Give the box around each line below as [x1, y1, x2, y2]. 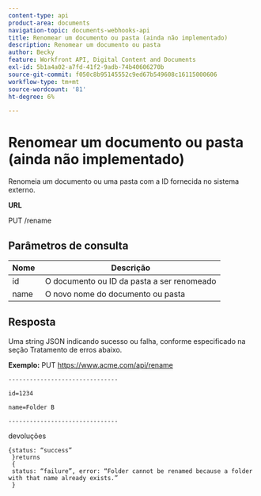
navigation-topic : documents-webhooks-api [8, 26, 150, 34]
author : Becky [8, 48, 55, 56]
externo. [8, 185, 36, 195]
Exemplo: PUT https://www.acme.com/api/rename [8, 360, 174, 369]
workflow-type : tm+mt [8, 78, 80, 86]
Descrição [111, 262, 151, 273]
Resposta [8, 315, 56, 329]
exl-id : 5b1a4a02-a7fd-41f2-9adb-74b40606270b [8, 63, 165, 71]
